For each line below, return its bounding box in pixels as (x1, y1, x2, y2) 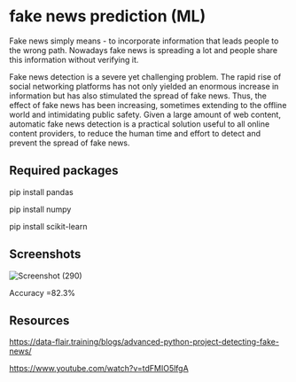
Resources (9, 313, 70, 328)
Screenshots (9, 246, 82, 262)
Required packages (9, 163, 119, 178)
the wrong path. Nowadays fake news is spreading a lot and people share (9, 44, 278, 55)
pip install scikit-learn (9, 221, 88, 231)
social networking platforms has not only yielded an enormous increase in (9, 81, 279, 91)
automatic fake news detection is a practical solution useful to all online (9, 118, 270, 129)
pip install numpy (9, 204, 72, 214)
